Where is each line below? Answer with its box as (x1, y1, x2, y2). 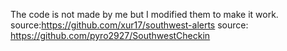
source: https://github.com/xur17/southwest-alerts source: (10, 19, 249, 31)
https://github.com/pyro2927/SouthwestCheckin (10, 30, 211, 41)
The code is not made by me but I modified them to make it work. (10, 9, 279, 20)
